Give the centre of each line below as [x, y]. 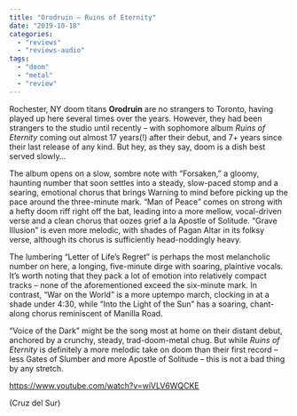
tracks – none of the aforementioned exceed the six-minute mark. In [133, 284]
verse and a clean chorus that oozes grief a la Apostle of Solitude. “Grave [143, 220]
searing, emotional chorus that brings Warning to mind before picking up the [148, 192]
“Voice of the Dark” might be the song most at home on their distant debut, [146, 331]
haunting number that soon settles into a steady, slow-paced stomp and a [144, 182]
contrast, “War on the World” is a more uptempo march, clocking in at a [140, 294]
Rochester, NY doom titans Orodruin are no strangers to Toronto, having [141, 108]
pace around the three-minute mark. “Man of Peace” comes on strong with [146, 202]
